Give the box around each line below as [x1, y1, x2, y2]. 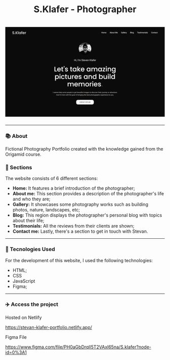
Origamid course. [5, 151, 41, 157]
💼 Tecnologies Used [5, 246, 56, 253]
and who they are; [12, 196, 51, 202]
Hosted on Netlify [5, 314, 42, 320]
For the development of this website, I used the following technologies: [5, 257, 153, 263]
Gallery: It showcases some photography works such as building [12, 201, 148, 207]
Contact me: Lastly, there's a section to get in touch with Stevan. [12, 228, 148, 234]
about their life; [12, 218, 45, 224]
